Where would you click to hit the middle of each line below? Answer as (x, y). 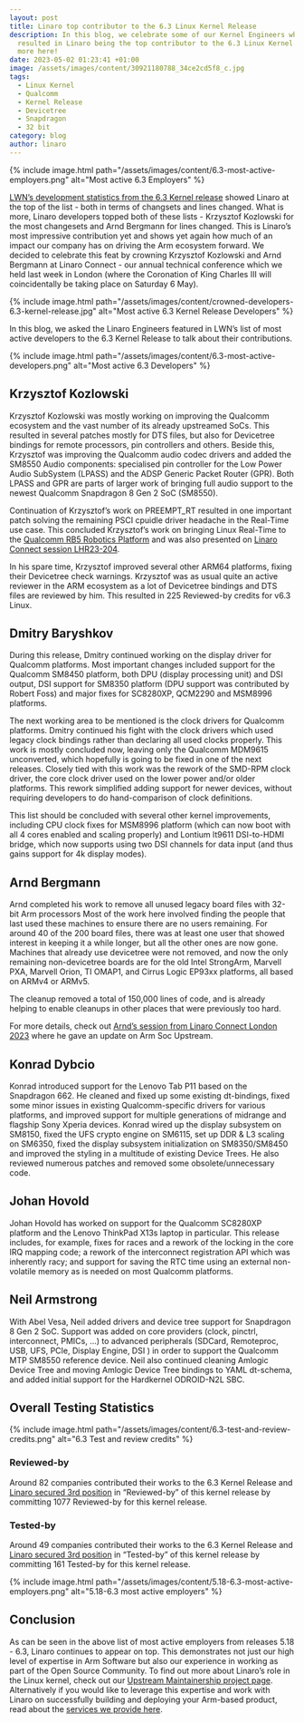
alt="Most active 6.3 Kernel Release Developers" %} (196, 311)
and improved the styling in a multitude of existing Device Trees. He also (144, 1153)
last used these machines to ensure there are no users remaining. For (139, 924)
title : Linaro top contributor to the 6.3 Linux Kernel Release (133, 26)
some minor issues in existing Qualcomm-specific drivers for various (138, 1105)
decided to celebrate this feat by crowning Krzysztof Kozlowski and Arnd (146, 255)
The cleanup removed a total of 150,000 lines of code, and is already (137, 999)
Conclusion (43, 1620)
